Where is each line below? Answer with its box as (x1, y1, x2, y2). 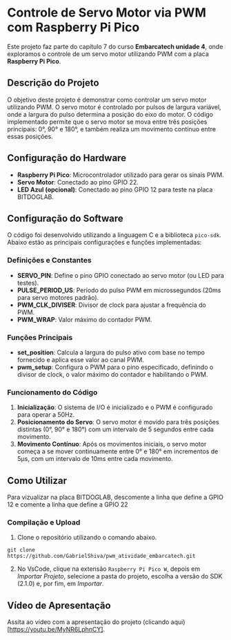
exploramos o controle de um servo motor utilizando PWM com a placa (7, 50, 209, 58)
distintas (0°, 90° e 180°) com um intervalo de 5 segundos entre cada (17, 425, 214, 433)
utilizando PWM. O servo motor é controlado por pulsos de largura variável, (7, 102, 222, 111)
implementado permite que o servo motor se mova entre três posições (7, 117, 208, 126)
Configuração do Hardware (7, 152, 126, 164)
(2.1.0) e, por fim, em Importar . (17, 579, 104, 588)
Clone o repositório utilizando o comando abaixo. (17, 534, 157, 542)
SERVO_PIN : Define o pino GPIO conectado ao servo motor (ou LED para (17, 271, 224, 279)
